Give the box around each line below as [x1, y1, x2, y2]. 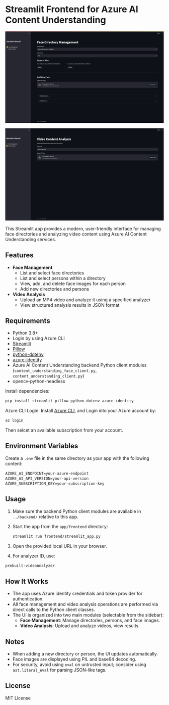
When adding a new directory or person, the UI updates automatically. [12, 651, 158, 657]
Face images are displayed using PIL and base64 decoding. [12, 656, 137, 663]
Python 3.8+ [12, 330, 39, 336]
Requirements [5, 316, 50, 325]
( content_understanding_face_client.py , [12, 367, 97, 373]
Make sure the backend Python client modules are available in [12, 508, 141, 514]
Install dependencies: [5, 388, 50, 394]
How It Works [5, 577, 49, 586]
